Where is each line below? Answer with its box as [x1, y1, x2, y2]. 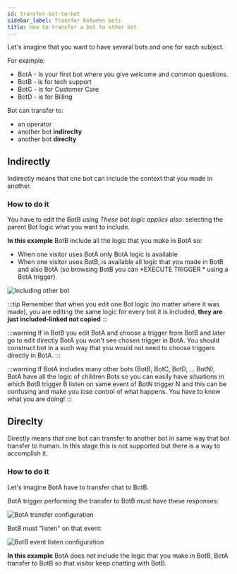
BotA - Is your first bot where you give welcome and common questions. [17, 70, 229, 78]
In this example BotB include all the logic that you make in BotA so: [7, 237, 202, 245]
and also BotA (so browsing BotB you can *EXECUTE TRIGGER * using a [17, 265, 229, 274]
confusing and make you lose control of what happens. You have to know [7, 388, 221, 396]
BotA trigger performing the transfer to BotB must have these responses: [7, 496, 219, 505]
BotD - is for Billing [17, 92, 73, 101]
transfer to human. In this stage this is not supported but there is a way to [7, 442, 221, 450]
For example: [7, 56, 46, 65]
